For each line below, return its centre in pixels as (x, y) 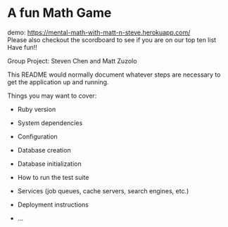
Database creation (44, 150)
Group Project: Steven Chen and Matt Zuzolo (72, 60)
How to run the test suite (53, 177)
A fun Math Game (59, 13)
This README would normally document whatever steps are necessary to (114, 74)
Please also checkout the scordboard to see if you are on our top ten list (112, 39)
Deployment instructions (53, 205)
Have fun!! (22, 47)
